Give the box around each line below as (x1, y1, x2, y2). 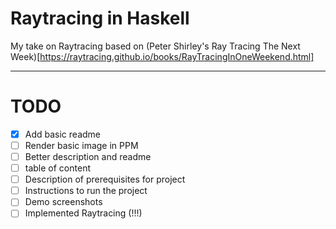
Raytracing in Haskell (10, 7, 190, 30)
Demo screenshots (24, 196, 103, 208)
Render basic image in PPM (24, 139, 139, 151)
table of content (24, 162, 91, 174)
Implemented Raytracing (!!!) (24, 207, 143, 219)
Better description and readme (24, 151, 152, 162)
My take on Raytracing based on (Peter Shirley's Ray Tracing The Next (10, 40, 301, 52)
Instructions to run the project (24, 185, 148, 197)
